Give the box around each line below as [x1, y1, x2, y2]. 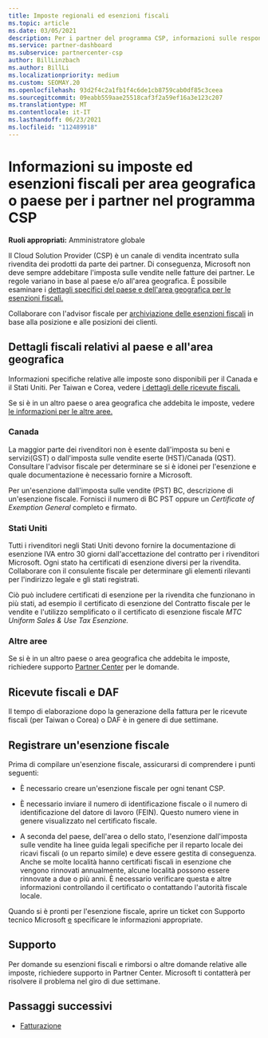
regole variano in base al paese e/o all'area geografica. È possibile [8, 276, 227, 285]
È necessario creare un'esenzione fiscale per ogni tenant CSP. [19, 784, 226, 793]
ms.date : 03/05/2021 [8, 26, 77, 34]
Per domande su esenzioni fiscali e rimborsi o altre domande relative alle [8, 959, 247, 968]
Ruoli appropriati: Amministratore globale [8, 235, 145, 245]
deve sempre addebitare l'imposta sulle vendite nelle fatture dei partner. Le [8, 267, 255, 277]
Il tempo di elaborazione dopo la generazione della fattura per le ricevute [8, 707, 247, 717]
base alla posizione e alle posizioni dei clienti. [8, 317, 158, 326]
